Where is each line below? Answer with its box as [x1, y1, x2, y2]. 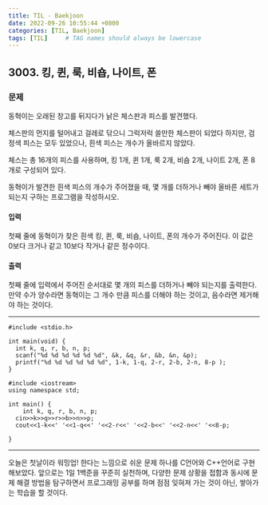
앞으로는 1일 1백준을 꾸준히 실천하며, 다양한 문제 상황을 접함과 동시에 [37, 468, 250, 478]
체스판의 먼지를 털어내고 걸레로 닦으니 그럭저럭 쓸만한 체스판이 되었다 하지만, [8, 128, 247, 137]
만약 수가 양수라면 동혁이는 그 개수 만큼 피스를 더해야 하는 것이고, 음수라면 [8, 290, 238, 300]
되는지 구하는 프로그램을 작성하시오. [8, 192, 120, 201]
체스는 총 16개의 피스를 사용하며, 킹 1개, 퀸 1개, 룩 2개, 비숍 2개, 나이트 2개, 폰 [8, 155, 250, 165]
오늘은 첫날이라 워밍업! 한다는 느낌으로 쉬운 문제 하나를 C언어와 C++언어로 [8, 458, 241, 467]
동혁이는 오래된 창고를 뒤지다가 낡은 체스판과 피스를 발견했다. [8, 111, 198, 121]
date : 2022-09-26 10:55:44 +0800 [8, 19, 120, 27]
